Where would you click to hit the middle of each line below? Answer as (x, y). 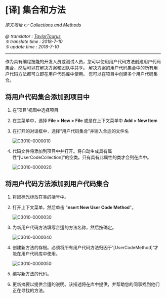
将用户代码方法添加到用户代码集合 (57, 184)
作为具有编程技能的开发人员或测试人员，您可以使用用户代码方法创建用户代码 (83, 61)
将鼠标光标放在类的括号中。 (41, 197)
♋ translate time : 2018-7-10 (34, 41)
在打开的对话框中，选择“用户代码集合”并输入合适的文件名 (71, 131)
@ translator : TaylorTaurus (33, 36)
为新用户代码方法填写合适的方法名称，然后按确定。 (64, 227)
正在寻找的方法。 (30, 290)
